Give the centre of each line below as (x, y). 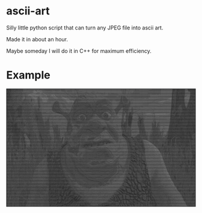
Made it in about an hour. (37, 39)
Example (28, 75)
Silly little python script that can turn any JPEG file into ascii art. (85, 28)
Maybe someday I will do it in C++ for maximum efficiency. (79, 51)
